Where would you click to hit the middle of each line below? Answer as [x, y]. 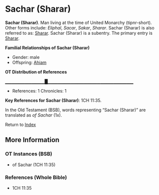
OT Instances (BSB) [29, 154]
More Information [32, 140]
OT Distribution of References [36, 72]
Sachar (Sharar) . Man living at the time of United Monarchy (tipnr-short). [79, 23]
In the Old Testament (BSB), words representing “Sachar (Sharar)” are [75, 110]
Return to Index [21, 124]
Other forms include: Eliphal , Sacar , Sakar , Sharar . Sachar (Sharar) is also [80, 27]
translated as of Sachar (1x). [34, 115]
